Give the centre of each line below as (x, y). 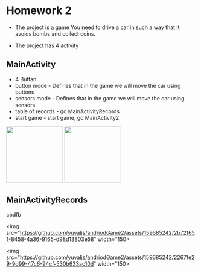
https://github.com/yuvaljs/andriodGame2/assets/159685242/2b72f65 (107, 232)
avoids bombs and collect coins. (55, 33)
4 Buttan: (26, 79)
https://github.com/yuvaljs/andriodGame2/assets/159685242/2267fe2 (107, 257)
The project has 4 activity (47, 45)
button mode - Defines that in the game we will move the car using (98, 85)
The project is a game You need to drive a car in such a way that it (97, 27)
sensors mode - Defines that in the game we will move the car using (100, 98)
